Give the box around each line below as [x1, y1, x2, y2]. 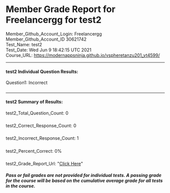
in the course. [6, 182, 36, 189]
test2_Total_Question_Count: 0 [6, 110, 69, 116]
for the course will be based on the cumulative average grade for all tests [6, 177, 163, 183]
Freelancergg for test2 [6, 14, 102, 26]
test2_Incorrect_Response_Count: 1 [6, 135, 79, 141]
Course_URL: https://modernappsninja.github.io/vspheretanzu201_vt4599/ [6, 52, 160, 58]
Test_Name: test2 [6, 41, 42, 47]
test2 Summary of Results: [6, 99, 63, 105]
